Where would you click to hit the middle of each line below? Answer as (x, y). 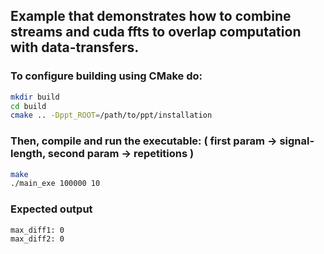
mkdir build (35, 97)
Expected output (51, 209)
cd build (28, 106)
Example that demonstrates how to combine (151, 16)
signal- (297, 141)
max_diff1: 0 (37, 230)
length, (28, 154)
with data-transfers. (75, 47)
